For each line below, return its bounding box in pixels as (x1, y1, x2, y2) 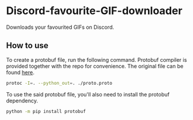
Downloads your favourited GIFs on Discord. (6, 24, 114, 31)
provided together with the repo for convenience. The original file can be (6, 62, 184, 69)
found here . (6, 69, 34, 76)
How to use (6, 41, 49, 51)
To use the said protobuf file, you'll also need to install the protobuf (6, 91, 170, 98)
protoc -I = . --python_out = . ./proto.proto (6, 80, 112, 86)
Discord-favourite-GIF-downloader (6, 4, 182, 18)
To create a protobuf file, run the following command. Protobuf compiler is (6, 56, 188, 63)
